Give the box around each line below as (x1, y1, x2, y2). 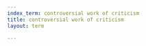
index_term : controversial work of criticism (7, 9, 139, 17)
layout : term (7, 22, 45, 29)
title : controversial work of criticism (7, 16, 125, 23)
